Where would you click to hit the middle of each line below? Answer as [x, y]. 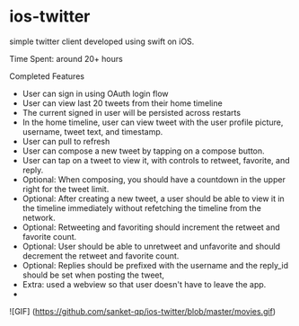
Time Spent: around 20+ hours [66, 58]
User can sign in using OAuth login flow [95, 93]
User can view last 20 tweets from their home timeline [122, 103]
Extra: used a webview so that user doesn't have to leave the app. [144, 284]
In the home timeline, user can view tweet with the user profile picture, [153, 122]
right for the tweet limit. [66, 189]
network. [39, 217]
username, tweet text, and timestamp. [92, 131]
